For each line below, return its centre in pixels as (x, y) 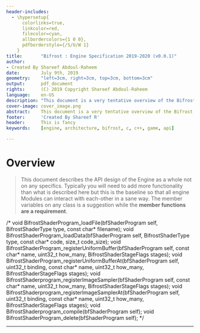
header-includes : (28, 12)
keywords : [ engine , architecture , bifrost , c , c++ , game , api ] (90, 128)
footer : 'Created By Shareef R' (53, 117)
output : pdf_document (40, 84)
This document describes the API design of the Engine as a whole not (106, 179)
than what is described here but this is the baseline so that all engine (105, 192)
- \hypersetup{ (30, 17)
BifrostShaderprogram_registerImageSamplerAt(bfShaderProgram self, (93, 292)
